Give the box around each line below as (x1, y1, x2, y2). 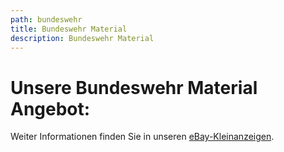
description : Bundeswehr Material (10, 33, 155, 43)
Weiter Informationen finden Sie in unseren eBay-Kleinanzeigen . (10, 131, 275, 143)
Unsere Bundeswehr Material (10, 76, 258, 99)
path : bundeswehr (10, 14, 83, 25)
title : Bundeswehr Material (10, 24, 128, 34)
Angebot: (10, 97, 91, 120)
